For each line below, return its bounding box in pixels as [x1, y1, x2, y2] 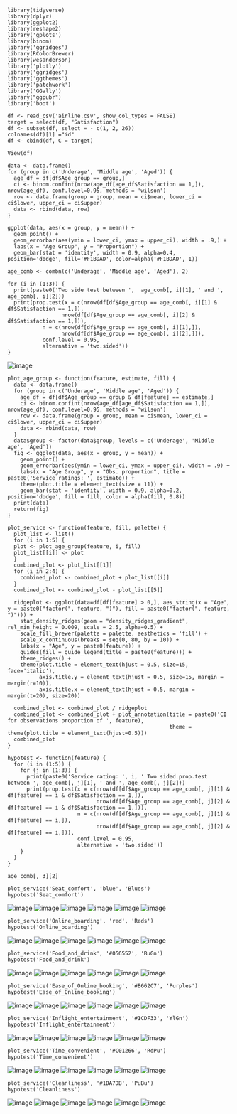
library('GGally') [7, 87, 62, 95]
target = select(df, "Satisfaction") [7, 119, 119, 126]
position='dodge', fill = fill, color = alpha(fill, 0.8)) [7, 493, 186, 500]
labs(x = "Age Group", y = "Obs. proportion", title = [20, 468, 186, 476]
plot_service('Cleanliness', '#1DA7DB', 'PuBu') [7, 1080, 154, 1087]
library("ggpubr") [7, 94, 62, 101]
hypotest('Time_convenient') [7, 1054, 94, 1061]
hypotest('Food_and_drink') [7, 956, 91, 963]
